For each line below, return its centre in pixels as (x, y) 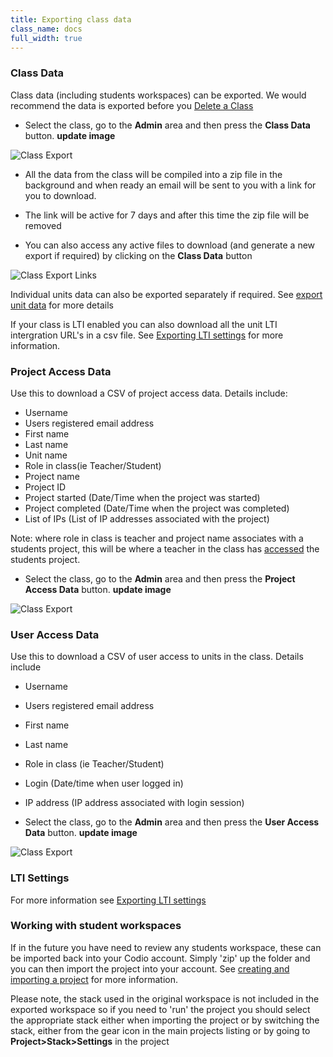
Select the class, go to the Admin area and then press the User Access (172, 822)
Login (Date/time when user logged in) (104, 783)
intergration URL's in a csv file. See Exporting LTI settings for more (147, 335)
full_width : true (46, 38)
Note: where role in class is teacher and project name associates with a (157, 538)
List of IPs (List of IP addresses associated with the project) (147, 518)
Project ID (45, 487)
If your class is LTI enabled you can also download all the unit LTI (144, 324)
